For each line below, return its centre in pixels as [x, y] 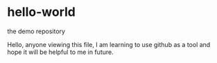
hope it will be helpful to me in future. [60, 52]
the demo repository [36, 31]
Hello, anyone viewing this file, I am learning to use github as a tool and [109, 44]
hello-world [42, 12]
